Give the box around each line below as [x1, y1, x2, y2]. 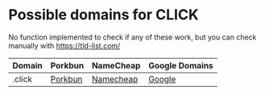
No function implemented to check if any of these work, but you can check [8, 32, 257, 42]
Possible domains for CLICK [8, 6, 199, 24]
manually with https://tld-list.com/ [8, 40, 121, 50]
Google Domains [148, 60, 213, 71]
